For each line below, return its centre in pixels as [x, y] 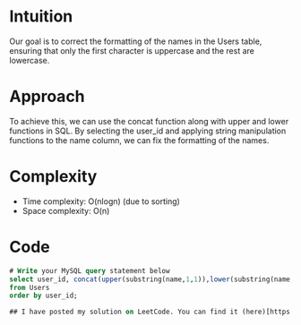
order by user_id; [43, 296]
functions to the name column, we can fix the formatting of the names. [139, 140]
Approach [47, 97]
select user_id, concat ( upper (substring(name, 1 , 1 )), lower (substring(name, [152, 279]
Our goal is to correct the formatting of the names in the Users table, [136, 41]
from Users [30, 287]
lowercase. [30, 60]
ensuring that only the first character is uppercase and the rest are [132, 50]
